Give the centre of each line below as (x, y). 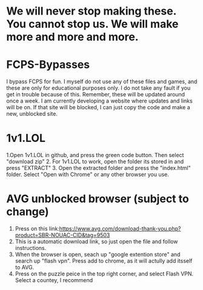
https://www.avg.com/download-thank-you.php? (120, 228)
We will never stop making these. (92, 11)
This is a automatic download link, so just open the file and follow (96, 241)
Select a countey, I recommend (54, 280)
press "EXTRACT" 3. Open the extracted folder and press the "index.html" (98, 168)
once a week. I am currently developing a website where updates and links (99, 101)
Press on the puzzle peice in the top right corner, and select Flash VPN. (104, 274)
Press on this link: (37, 228)
